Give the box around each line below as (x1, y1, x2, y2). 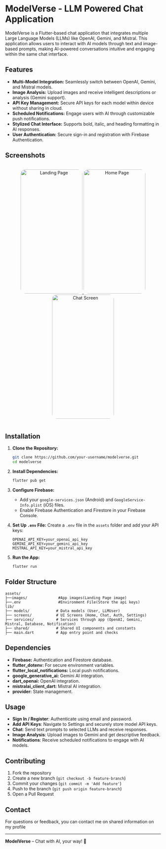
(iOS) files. (43, 502, 65, 508)
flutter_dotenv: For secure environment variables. (12, 662, 115, 668)
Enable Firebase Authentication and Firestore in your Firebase (19, 507, 146, 513)
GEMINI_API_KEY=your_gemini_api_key (12, 541, 88, 546)
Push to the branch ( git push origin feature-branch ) (12, 786, 122, 792)
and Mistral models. (12, 84, 53, 90)
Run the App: (12, 554, 41, 560)
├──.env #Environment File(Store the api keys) (5, 600, 140, 605)
